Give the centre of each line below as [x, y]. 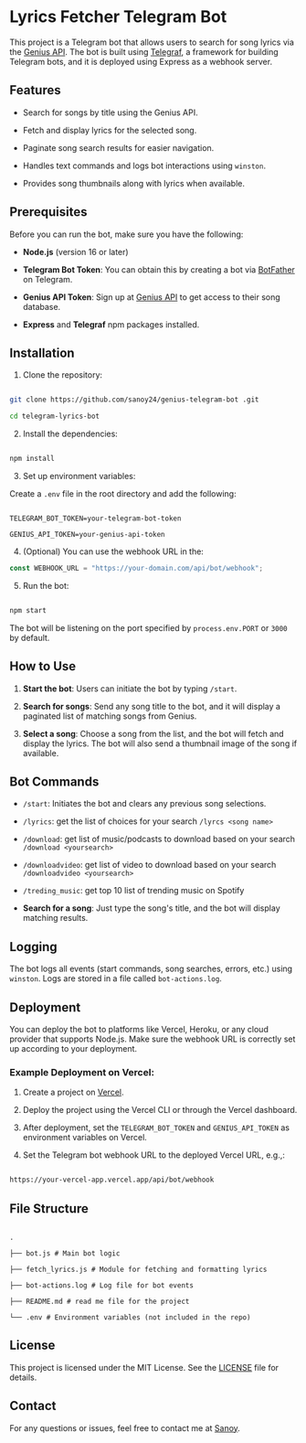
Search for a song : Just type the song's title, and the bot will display [151, 908]
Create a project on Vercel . [73, 1092]
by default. [30, 637]
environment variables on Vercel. [85, 1138]
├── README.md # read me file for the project [100, 1301]
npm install [32, 459]
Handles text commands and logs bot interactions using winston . [144, 166]
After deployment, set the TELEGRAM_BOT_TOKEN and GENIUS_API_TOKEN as [156, 1128]
